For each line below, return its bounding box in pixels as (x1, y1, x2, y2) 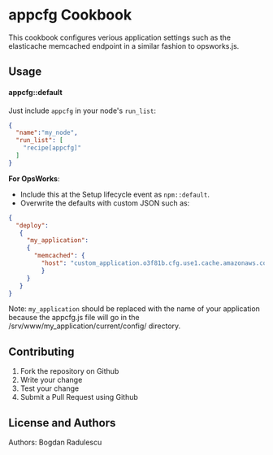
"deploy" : (15, 221, 49, 229)
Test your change (19, 383, 80, 393)
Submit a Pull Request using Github (19, 392, 138, 402)
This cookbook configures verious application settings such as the (8, 32, 232, 42)
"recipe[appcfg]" (23, 144, 82, 152)
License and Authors (8, 416, 116, 430)
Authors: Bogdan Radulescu (8, 437, 102, 448)
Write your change (19, 375, 83, 385)
